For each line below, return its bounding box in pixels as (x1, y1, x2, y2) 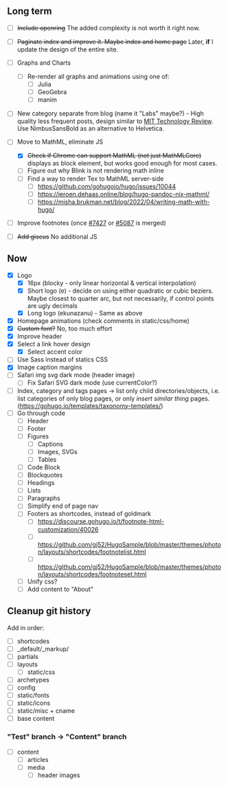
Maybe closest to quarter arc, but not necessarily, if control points (27, 294, 214, 302)
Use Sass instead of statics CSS (16, 355, 109, 363)
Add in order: (7, 623, 45, 631)
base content (16, 715, 55, 723)
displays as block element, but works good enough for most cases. (27, 159, 218, 168)
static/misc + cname (16, 707, 76, 715)
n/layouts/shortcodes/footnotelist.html (37, 548, 146, 556)
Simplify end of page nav (27, 502, 99, 510)
